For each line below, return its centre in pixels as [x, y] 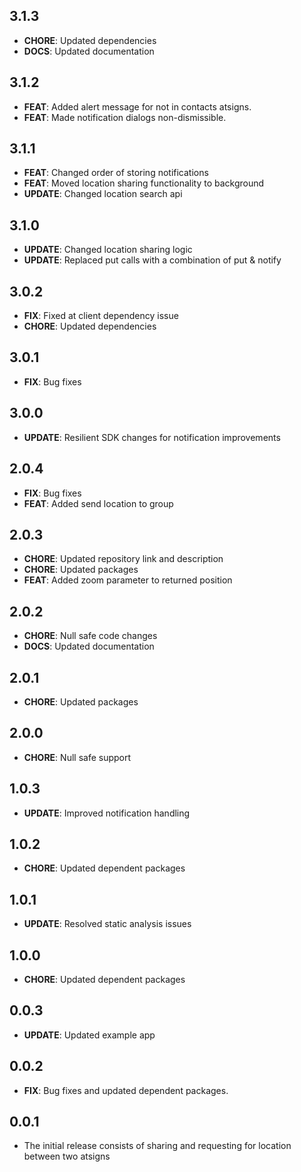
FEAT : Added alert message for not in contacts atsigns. [137, 106]
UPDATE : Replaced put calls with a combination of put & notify [152, 260]
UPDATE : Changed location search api [103, 194]
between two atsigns [67, 1156]
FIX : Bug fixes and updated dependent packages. [126, 1090]
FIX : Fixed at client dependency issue [101, 316]
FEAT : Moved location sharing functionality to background [144, 183]
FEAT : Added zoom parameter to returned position [128, 580]
